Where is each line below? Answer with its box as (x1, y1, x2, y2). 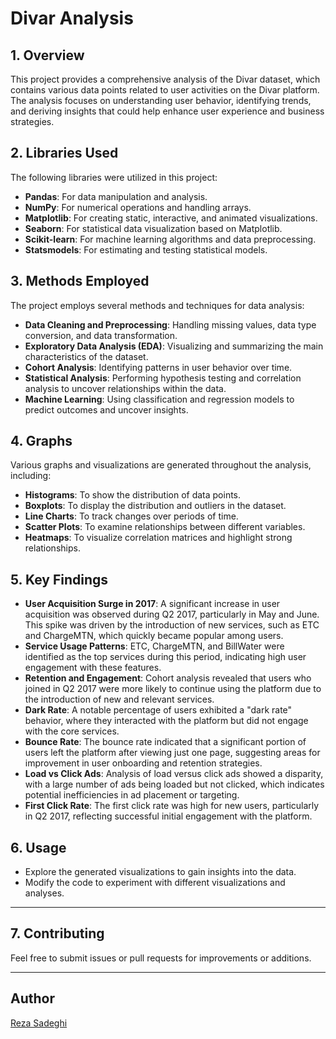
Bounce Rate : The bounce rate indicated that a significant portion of (24, 736, 307, 748)
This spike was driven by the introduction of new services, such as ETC (24, 619, 320, 631)
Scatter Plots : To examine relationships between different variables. (24, 521, 306, 533)
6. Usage (10, 839, 67, 856)
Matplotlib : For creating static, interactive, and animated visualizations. (24, 212, 318, 224)
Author (10, 990, 55, 1007)
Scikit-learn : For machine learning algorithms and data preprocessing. (24, 233, 317, 245)
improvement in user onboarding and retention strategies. (24, 757, 263, 769)
